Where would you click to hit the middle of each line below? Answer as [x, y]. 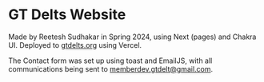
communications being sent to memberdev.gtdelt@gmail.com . [111, 68]
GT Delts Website [67, 15]
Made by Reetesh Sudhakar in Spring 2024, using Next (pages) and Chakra [132, 37]
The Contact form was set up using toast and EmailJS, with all [110, 61]
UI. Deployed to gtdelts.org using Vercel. [75, 45]
